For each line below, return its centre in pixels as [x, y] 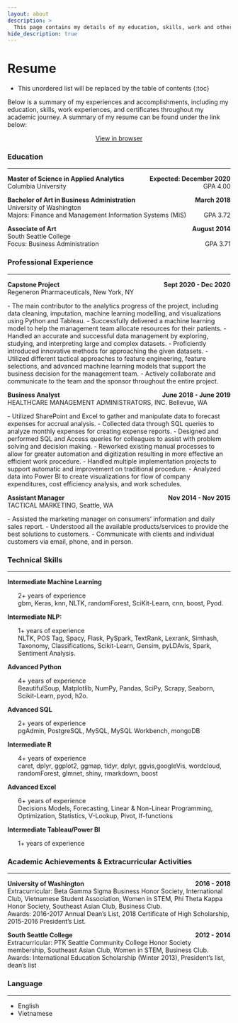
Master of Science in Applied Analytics [66, 179]
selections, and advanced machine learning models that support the [107, 366]
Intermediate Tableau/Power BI [54, 829]
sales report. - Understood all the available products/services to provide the [118, 526]
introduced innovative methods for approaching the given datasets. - [108, 351]
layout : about [28, 14]
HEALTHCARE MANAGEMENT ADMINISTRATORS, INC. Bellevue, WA [107, 402]
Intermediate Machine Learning [55, 582]
